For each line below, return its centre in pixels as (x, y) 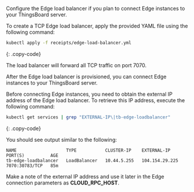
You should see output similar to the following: (62, 139)
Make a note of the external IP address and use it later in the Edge (85, 176)
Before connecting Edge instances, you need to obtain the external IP (89, 94)
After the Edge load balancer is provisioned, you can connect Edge (87, 76)
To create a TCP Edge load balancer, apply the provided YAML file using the (97, 26)
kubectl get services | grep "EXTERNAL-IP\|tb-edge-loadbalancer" (88, 117)
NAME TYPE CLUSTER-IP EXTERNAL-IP (88, 150)
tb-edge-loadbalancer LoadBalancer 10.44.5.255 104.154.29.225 (92, 160)
